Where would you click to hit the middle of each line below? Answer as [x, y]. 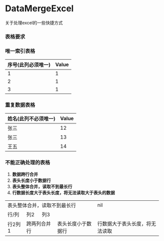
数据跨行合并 [25, 174]
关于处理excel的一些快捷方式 [34, 23]
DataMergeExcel [40, 9]
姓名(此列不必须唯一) [31, 119]
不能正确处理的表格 [28, 163]
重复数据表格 [20, 105]
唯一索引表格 [20, 51]
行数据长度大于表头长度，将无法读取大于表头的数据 [63, 193]
